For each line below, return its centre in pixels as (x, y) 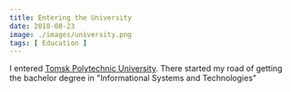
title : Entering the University (70, 18)
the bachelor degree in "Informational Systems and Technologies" (133, 78)
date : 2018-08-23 (42, 26)
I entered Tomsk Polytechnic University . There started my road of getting (146, 69)
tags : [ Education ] (49, 43)
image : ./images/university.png (70, 34)
